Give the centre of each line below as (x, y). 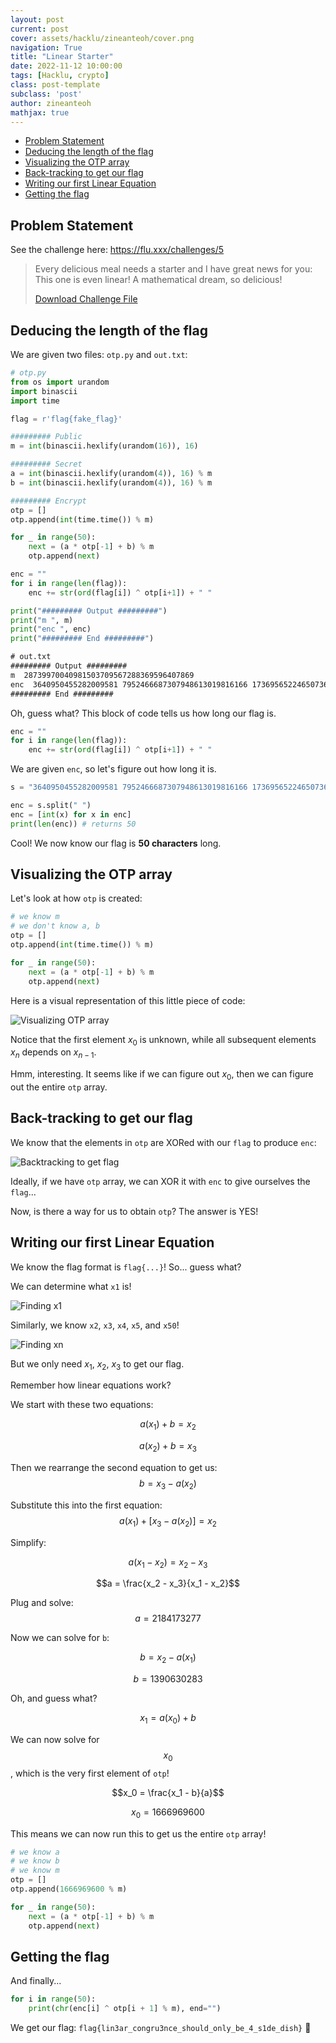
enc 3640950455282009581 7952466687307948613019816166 (129, 684)
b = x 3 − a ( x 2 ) (168, 1484)
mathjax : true (40, 112)
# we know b (35, 1861)
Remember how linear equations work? (91, 1385)
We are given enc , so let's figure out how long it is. (113, 769)
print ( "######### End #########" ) (82, 639)
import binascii (44, 391)
